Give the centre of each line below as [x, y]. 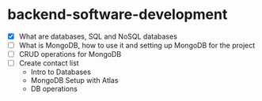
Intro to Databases [61, 72]
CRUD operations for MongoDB [70, 54]
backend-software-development [118, 15]
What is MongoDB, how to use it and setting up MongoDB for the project [137, 45]
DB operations [54, 89]
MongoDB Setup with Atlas [74, 80]
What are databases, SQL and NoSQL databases [98, 36]
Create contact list [49, 63]
